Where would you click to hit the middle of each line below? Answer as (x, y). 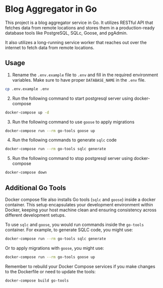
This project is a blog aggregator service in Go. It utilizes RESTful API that (79, 22)
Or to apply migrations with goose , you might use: (55, 248)
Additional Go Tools (35, 188)
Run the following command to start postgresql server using (73, 98)
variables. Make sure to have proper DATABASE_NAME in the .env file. (79, 80)
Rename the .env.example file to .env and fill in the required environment (85, 75)
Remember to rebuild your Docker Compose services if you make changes (80, 266)
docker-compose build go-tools (37, 280)
